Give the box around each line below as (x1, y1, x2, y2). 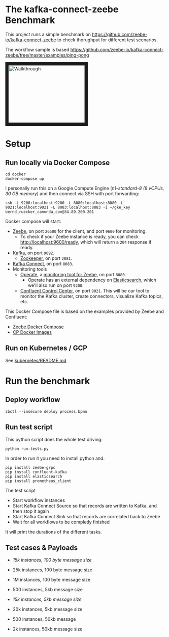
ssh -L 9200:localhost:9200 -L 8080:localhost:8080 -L (5, 200, 124, 205)
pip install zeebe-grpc (5, 465, 56, 470)
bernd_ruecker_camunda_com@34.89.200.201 (5, 209, 94, 215)
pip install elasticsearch (5, 474, 62, 479)
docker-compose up (5, 176, 44, 181)
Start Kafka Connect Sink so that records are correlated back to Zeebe (12, 513, 161, 519)
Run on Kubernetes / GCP (5, 344, 88, 353)
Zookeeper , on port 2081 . (20, 255, 73, 261)
